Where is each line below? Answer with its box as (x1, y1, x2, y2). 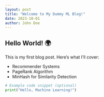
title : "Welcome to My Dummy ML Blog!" (5, 12, 86, 16)
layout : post (5, 7, 31, 12)
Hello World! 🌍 (5, 39, 52, 47)
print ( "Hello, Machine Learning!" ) (5, 87, 77, 92)
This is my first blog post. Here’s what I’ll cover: (5, 54, 99, 60)
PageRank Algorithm (12, 69, 53, 75)
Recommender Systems (12, 64, 60, 69)
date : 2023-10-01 (5, 16, 40, 21)
